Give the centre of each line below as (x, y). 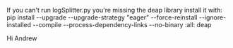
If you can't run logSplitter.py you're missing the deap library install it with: (115, 10)
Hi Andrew (22, 38)
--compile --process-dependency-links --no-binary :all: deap (122, 25)
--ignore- (213, 17)
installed (19, 25)
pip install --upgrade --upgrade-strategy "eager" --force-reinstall (102, 17)
